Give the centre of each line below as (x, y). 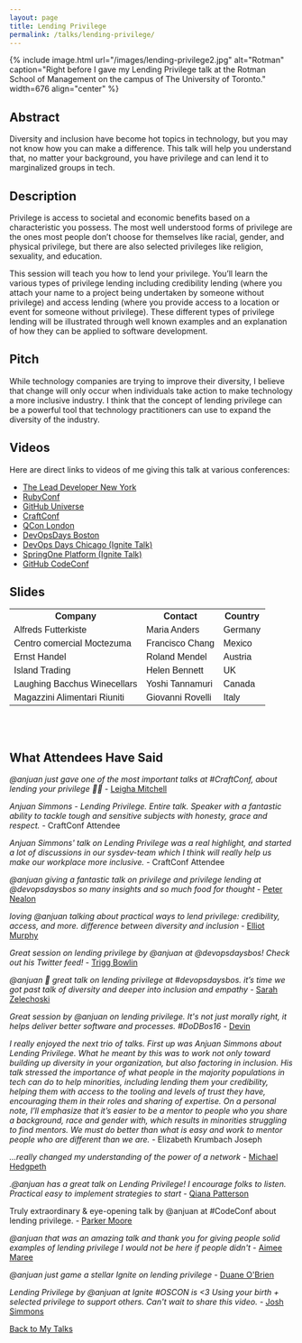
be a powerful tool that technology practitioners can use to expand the (141, 409)
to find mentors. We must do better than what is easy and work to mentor (146, 1130)
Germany (242, 630)
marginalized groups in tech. (62, 168)
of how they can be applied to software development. (109, 331)
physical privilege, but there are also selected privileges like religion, (137, 246)
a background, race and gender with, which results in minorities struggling (148, 1120)
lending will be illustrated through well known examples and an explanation (148, 322)
